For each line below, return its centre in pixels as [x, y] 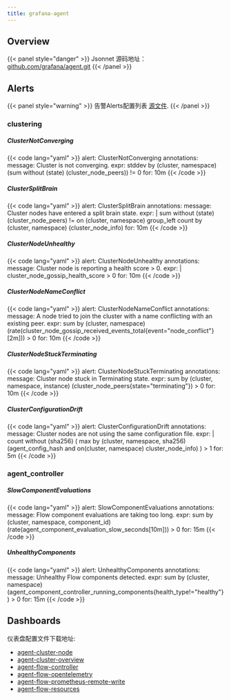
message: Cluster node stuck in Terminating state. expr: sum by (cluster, [110, 379]
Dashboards [34, 621]
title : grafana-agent [38, 13]
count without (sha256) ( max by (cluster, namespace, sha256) [97, 441]
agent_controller [36, 473]
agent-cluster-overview [51, 659]
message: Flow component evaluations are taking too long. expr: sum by [110, 514]
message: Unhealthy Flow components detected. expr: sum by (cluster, [109, 577]
